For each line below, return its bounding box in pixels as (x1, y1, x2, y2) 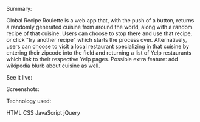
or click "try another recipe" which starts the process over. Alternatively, (6, 36, 187, 43)
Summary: (6, 5, 32, 12)
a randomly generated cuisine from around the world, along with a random (6, 24, 193, 30)
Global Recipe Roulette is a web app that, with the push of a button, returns (6, 17, 195, 24)
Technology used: (6, 97, 52, 104)
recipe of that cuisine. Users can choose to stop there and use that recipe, (6, 30, 193, 37)
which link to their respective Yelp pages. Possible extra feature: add (6, 56, 178, 63)
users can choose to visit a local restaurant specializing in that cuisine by (6, 42, 190, 50)
